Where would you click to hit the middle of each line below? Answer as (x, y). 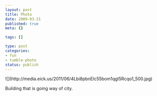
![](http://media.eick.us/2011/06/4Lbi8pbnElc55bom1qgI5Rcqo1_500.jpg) (79, 79)
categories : (17, 51)
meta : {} (14, 28)
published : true (22, 24)
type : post (16, 46)
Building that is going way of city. (39, 89)
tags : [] (14, 37)
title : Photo (19, 14)
